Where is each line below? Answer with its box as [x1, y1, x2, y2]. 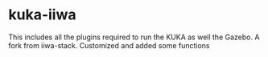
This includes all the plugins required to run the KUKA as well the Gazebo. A [8, 32, 260, 42]
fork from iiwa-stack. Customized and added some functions [8, 40, 210, 50]
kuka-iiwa [8, 6, 76, 24]
